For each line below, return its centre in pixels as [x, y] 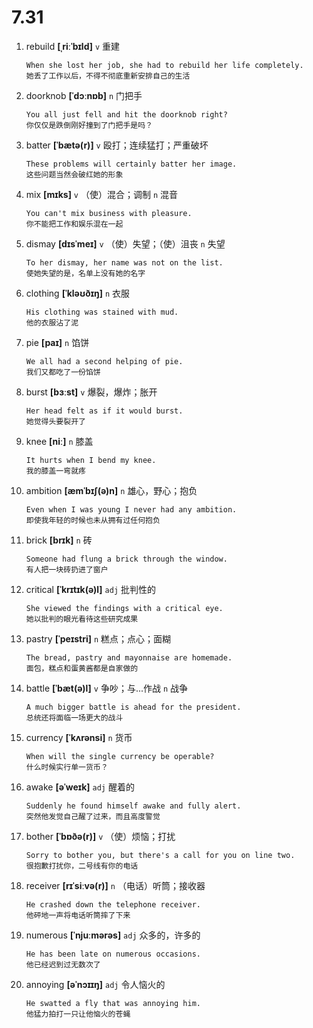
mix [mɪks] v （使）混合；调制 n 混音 [101, 194]
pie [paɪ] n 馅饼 [57, 342]
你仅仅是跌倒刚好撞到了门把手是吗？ [89, 125]
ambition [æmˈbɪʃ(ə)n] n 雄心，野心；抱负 [111, 490]
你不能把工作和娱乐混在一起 [74, 224]
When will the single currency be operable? [120, 756]
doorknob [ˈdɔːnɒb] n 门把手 [84, 95]
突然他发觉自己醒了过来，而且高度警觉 [93, 816]
